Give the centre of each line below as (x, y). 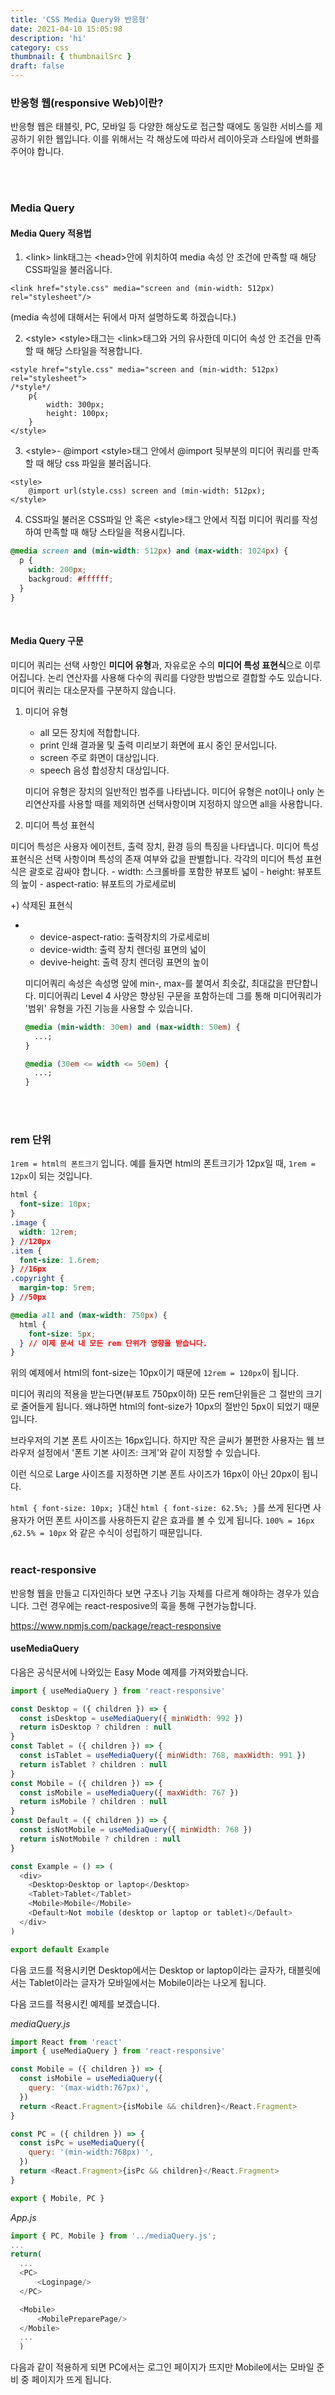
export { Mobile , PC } (57, 2198)
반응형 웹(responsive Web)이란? (87, 103)
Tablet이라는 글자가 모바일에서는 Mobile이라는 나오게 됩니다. (147, 1982)
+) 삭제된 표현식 (41, 905)
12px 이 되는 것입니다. (51, 1176)
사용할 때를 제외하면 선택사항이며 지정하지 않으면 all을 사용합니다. (195, 803)
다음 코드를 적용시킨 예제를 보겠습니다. (85, 2003)
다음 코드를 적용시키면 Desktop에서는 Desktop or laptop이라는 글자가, (148, 1970)
